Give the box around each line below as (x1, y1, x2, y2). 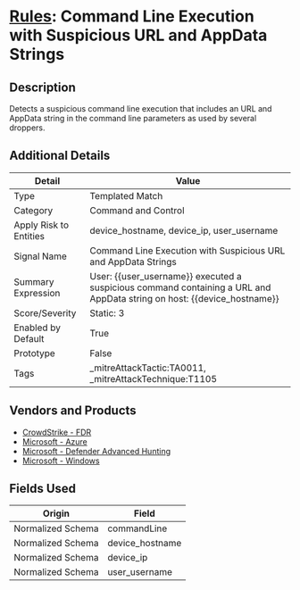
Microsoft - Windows (21, 455, 100, 466)
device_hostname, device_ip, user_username (88, 224, 279, 237)
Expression (13, 287, 61, 299)
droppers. (9, 122, 46, 133)
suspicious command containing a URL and (88, 281, 271, 294)
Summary (13, 275, 55, 287)
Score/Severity (13, 306, 77, 319)
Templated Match (88, 189, 163, 202)
